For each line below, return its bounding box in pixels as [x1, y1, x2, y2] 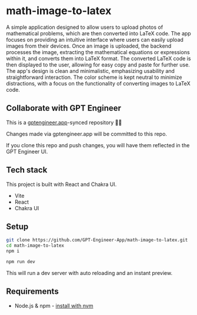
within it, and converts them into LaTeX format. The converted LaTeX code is [6, 55, 191, 62]
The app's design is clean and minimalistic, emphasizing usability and [6, 67, 175, 74]
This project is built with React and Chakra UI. [6, 181, 117, 188]
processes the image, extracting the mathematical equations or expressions [6, 48, 190, 55]
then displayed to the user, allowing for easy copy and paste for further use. [6, 61, 190, 68]
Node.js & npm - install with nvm [14, 302, 94, 309]
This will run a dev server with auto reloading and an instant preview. [6, 269, 172, 276]
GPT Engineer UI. [6, 148, 48, 155]
